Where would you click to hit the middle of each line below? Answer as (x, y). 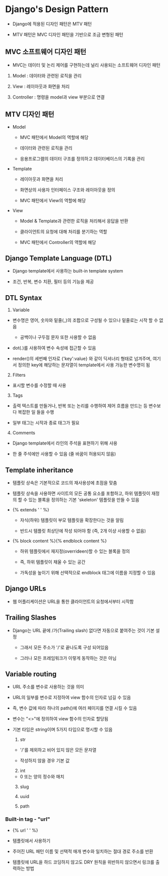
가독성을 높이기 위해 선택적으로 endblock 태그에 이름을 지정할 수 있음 (88, 573)
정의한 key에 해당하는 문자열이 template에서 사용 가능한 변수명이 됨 (84, 365)
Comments (24, 433)
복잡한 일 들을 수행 (36, 412)
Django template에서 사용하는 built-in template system (68, 271)
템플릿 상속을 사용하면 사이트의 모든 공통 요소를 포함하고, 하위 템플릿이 (81, 493)
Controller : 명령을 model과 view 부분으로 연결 (58, 97)
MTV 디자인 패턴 (30, 114)
